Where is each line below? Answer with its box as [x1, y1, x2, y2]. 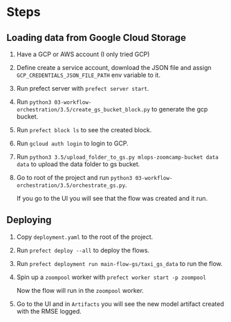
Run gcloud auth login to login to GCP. [16, 139, 129, 147]
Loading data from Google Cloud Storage [6, 32, 186, 44]
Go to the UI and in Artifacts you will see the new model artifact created [16, 299, 224, 308]
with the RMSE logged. [16, 307, 82, 315]
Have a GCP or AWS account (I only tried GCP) [16, 50, 150, 58]
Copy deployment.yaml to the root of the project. [16, 233, 154, 241]
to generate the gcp [151, 105, 208, 113]
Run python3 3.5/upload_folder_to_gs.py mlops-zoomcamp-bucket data [16, 153, 219, 161]
